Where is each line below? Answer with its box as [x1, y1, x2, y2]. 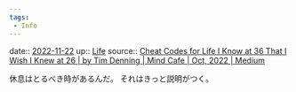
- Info [12, 21, 38, 30]
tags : [9, 12, 29, 22]
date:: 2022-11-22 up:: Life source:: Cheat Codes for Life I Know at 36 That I [9, 45, 287, 56]
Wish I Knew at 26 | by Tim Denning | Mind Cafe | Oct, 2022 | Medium [9, 55, 265, 65]
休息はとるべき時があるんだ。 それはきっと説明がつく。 [9, 73, 213, 84]
